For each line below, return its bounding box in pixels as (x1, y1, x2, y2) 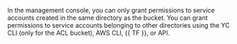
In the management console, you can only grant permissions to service (7, 6, 215, 14)
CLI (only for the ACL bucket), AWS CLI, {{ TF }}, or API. (7, 28, 170, 37)
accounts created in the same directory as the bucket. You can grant (7, 13, 208, 22)
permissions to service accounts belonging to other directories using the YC (7, 21, 231, 29)
